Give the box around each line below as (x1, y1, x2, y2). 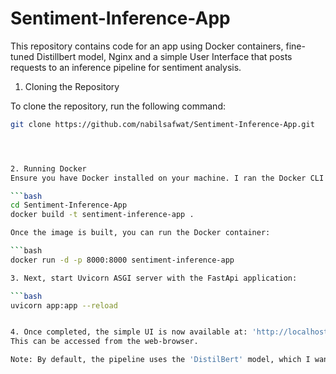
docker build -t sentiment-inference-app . (10, 210, 195, 220)
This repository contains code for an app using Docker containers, (10, 40, 284, 52)
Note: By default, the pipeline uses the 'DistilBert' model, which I (10, 355, 311, 365)
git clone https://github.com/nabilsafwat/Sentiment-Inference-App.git (10, 119, 315, 129)
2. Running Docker (10, 163, 87, 174)
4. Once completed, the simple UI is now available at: (10, 327, 248, 337)
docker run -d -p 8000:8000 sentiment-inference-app (10, 255, 235, 265)
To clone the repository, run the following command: (10, 100, 226, 112)
